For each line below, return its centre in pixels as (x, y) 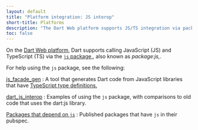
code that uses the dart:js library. (46, 103)
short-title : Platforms (35, 22)
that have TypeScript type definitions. (52, 85)
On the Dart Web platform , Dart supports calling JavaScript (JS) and (89, 50)
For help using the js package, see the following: (66, 68)
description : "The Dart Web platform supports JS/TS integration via (93, 28)
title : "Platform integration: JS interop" (60, 17)
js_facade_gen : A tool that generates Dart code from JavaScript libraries (94, 79)
